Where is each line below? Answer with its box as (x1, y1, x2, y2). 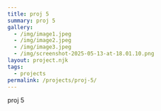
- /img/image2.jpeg (14, 37, 72, 44)
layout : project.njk (7, 57, 69, 64)
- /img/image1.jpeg (14, 30, 72, 38)
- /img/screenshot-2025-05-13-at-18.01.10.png (14, 51, 155, 58)
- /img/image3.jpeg (14, 43, 72, 51)
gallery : (7, 23, 33, 31)
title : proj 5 (7, 10, 50, 18)
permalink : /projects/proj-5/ (7, 76, 98, 84)
